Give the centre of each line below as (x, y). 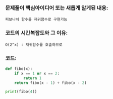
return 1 (33, 78)
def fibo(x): (19, 68)
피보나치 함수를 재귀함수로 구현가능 (36, 19)
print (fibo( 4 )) (21, 92)
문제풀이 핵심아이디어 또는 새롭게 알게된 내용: (57, 7)
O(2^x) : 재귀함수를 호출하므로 (34, 44)
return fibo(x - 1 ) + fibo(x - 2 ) (50, 83)
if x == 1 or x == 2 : (37, 73)
